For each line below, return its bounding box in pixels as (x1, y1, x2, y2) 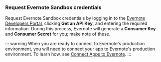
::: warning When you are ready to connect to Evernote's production (5, 41, 145, 47)
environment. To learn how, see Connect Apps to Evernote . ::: (5, 51, 132, 57)
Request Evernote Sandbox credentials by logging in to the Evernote (5, 15, 146, 21)
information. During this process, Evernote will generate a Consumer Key (5, 26, 156, 32)
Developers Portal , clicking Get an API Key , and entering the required (5, 20, 148, 26)
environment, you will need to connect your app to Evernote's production (5, 46, 156, 52)
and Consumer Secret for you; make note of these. (5, 31, 111, 37)
